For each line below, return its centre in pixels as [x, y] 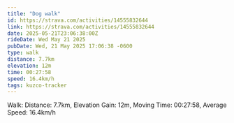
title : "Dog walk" [34, 14]
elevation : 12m [29, 66]
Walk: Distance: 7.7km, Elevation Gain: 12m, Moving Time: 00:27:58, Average [117, 105]
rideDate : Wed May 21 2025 [46, 40]
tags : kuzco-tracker [37, 85]
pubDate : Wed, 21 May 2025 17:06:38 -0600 [70, 46]
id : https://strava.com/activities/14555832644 [78, 20]
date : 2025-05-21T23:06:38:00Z [53, 33]
